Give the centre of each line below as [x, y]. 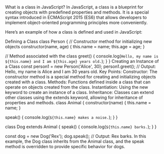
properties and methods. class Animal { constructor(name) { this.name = [78, 103]
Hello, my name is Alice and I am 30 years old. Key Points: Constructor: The [81, 72]
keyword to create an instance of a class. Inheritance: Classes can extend [80, 92]
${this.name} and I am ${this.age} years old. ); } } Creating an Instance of [82, 61]
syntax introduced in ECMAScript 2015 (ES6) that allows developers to [76, 17]
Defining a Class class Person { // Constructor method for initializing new [79, 41]
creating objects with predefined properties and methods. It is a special [77, 12]
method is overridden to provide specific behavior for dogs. [65, 146]
